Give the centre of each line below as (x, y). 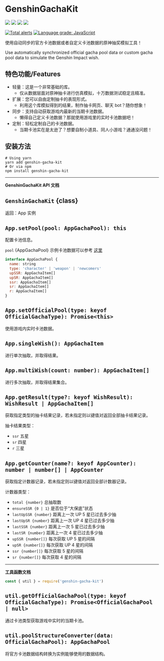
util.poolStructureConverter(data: (59, 636)
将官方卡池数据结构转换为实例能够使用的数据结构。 (56, 654)
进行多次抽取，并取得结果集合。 (37, 382)
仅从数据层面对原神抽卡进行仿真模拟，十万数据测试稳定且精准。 (83, 93)
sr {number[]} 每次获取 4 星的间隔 (47, 557)
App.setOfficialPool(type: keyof (56, 310)
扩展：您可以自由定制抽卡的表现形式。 (51, 99)
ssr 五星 (20, 436)
